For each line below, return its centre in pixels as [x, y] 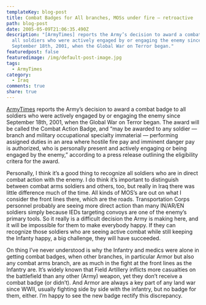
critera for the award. [33, 161]
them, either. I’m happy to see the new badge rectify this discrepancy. [94, 295]
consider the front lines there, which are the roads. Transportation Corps [98, 199]
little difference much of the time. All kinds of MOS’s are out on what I [94, 192]
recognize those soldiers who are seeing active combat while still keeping [100, 232]
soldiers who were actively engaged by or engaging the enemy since [93, 115]
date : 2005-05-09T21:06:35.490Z [48, 29]
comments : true [26, 86]
